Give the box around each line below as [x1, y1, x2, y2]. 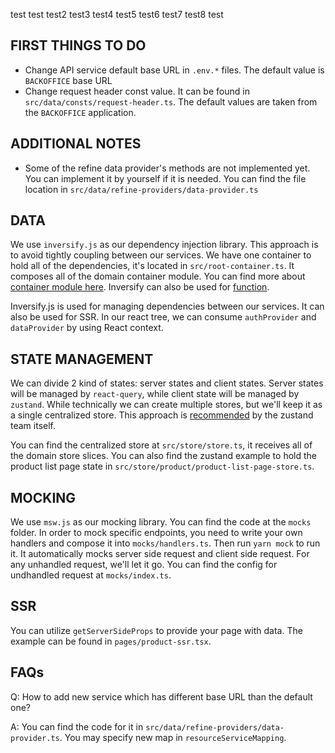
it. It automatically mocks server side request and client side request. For [10, 548, 310, 560]
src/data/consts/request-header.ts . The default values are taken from [24, 95, 318, 108]
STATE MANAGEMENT [10, 350, 154, 368]
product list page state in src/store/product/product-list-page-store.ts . [10, 460, 315, 473]
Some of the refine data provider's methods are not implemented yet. [24, 162, 311, 174]
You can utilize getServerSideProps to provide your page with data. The [10, 624, 303, 636]
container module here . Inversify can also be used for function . [10, 281, 270, 293]
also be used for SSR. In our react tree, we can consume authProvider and [10, 311, 317, 323]
